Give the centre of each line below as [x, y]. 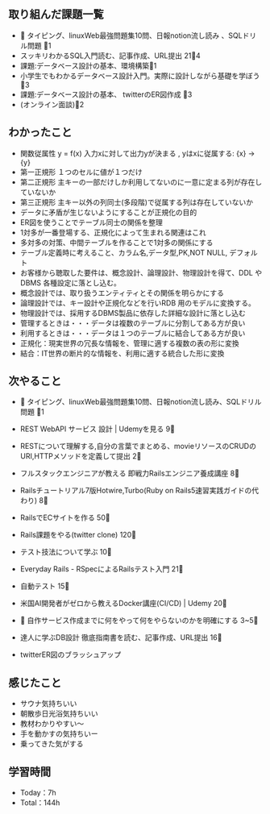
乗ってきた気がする [52, 744]
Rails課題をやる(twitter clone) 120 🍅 [78, 535]
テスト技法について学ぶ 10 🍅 [66, 552]
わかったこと [40, 133]
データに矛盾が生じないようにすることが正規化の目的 [108, 212]
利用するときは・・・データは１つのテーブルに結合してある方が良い [133, 333]
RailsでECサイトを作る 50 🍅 [65, 517]
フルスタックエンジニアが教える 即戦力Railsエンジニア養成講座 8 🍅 [130, 473]
